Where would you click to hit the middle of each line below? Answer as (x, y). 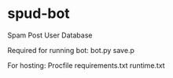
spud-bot (39, 14)
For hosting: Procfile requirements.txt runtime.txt (86, 65)
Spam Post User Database (50, 35)
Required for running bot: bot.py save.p (71, 50)
